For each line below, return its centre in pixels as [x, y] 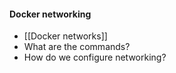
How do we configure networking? [95, 57]
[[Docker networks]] [65, 36]
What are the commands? [77, 47]
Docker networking [50, 14]
